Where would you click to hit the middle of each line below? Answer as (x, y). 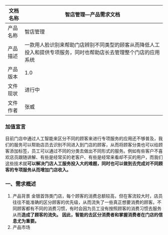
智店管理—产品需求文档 (92, 14)
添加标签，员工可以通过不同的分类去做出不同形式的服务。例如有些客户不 (84, 151)
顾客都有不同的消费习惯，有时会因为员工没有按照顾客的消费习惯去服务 (89, 208)
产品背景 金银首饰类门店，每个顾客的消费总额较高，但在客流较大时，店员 (87, 196)
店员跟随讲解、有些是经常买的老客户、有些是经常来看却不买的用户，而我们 (86, 157)
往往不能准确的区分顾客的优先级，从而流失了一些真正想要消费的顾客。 (85, 202)
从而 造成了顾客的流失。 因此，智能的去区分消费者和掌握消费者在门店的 (85, 214)
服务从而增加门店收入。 (46, 170)
